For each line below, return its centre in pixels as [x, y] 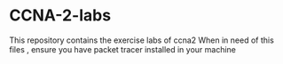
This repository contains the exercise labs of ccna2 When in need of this [142, 40]
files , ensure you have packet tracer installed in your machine [123, 49]
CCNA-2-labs [60, 16]
